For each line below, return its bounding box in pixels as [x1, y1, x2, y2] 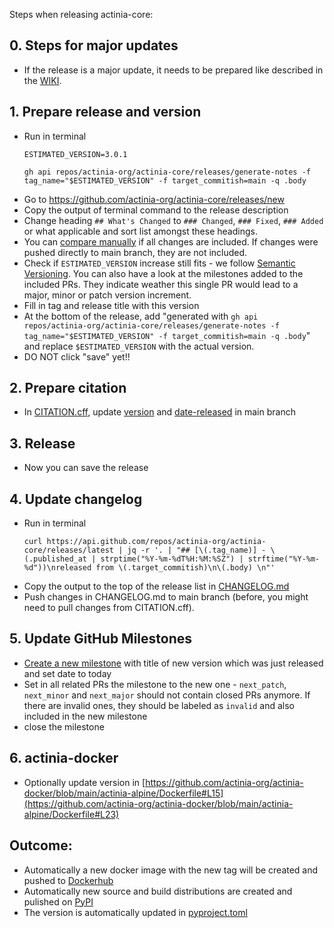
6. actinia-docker [9, 750, 119, 767]
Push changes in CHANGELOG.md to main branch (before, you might [23, 591, 309, 603]
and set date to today [23, 667, 112, 679]
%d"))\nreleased [23, 563, 92, 573]
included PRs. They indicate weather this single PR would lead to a [23, 278, 299, 290]
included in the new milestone [23, 710, 148, 722]
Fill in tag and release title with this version [23, 299, 200, 311]
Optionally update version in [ [23, 776, 146, 788]
